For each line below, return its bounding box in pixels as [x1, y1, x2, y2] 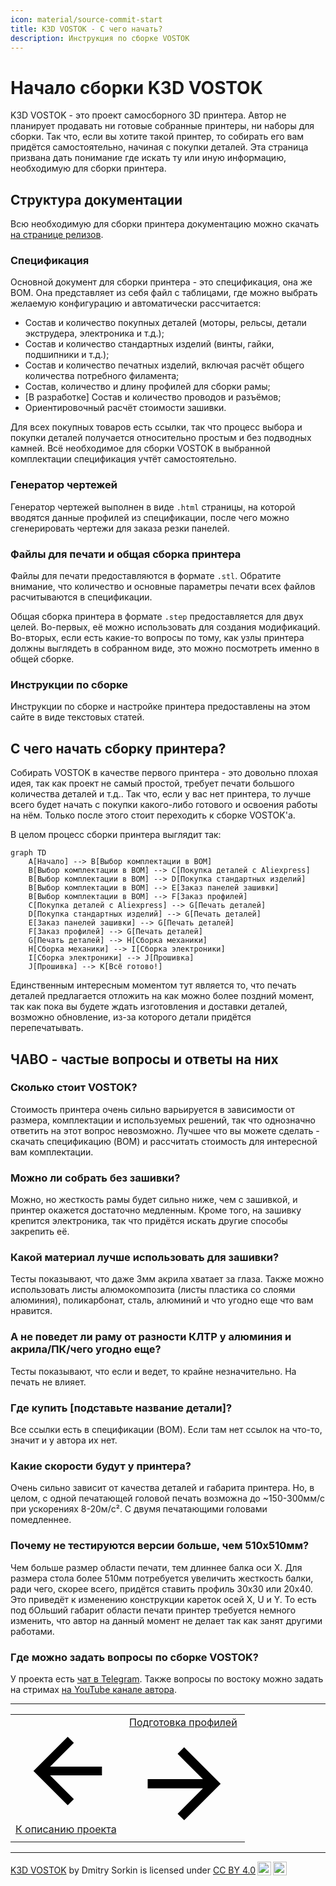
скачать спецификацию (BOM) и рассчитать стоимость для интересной [10, 1135, 318, 1147]
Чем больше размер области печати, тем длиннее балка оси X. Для [10, 1561, 303, 1573]
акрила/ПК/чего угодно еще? [10, 1342, 162, 1356]
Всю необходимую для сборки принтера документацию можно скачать [10, 218, 320, 230]
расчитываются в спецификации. [10, 591, 153, 603]
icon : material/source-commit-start [10, 14, 163, 25]
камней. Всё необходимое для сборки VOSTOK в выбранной [10, 442, 272, 455]
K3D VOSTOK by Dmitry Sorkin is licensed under [10, 1864, 212, 1876]
